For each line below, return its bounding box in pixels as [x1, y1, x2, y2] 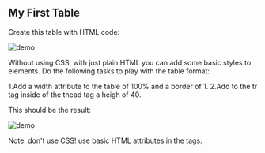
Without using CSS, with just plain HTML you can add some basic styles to [8, 58, 252, 67]
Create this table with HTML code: [8, 27, 120, 36]
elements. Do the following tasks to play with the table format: [8, 66, 210, 76]
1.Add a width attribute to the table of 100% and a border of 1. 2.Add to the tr [8, 81, 258, 91]
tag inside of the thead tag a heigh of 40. [8, 90, 142, 99]
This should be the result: [8, 105, 91, 114]
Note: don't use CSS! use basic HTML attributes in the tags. [8, 136, 203, 145]
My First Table [8, 6, 81, 20]
